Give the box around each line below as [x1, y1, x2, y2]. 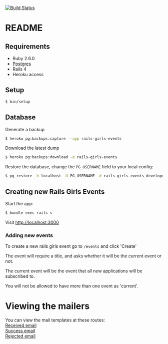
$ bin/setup [5, 99, 30, 104]
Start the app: [5, 200, 33, 206]
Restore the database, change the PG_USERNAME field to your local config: [5, 164, 153, 170]
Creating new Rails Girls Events [5, 187, 105, 196]
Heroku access [12, 72, 44, 77]
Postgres [12, 61, 31, 67]
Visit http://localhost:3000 [5, 219, 59, 225]
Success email [5, 328, 35, 334]
